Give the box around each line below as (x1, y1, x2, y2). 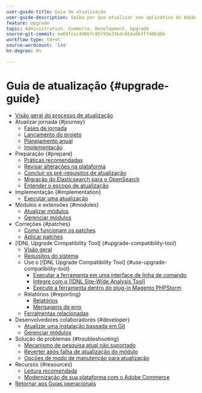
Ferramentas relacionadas (23, 309, 89, 317)
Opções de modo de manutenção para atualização (23, 354, 150, 361)
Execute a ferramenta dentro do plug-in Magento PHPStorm (32, 284, 182, 291)
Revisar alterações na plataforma (23, 163, 106, 170)
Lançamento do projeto (23, 130, 82, 138)
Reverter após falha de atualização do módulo (23, 348, 138, 355)
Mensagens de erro (32, 303, 82, 310)
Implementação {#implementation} (14, 188, 101, 195)
